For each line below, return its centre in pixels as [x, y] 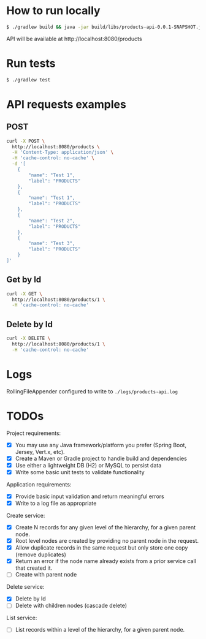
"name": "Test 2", [52, 221]
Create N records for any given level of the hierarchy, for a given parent [105, 527]
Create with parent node [46, 575]
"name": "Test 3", [52, 244]
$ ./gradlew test [29, 80]
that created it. [34, 568]
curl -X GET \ [25, 294]
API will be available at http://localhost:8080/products [74, 39]
